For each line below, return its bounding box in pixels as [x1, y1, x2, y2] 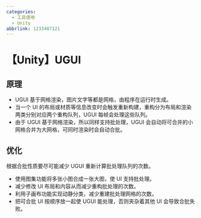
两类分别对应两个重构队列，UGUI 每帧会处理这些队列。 [14, 111, 151, 118]
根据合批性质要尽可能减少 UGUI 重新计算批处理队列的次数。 [6, 163, 154, 170]
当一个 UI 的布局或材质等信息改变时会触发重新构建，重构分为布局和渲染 [14, 103, 192, 111]
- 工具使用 [11, 14, 35, 20]
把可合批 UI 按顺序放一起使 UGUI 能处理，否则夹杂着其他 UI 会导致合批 [14, 198, 190, 205]
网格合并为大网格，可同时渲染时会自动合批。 [14, 126, 126, 133]
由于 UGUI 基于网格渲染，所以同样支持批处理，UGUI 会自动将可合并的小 [14, 118, 193, 126]
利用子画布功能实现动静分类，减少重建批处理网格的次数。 [14, 190, 157, 198]
